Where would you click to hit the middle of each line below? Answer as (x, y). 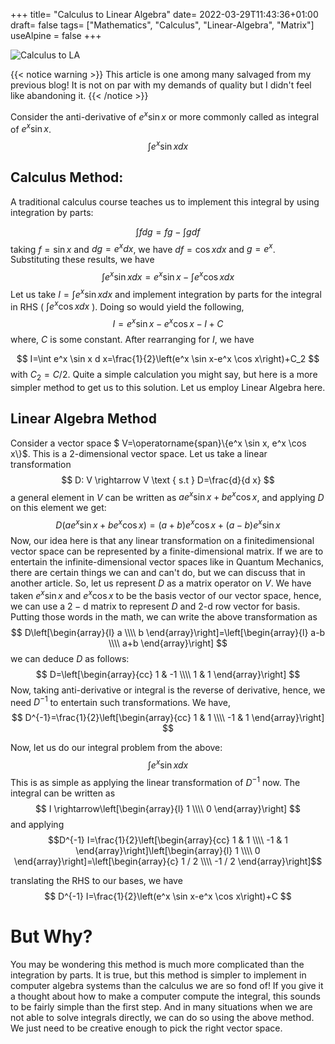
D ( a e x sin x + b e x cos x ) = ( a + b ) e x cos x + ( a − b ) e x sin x (168, 524)
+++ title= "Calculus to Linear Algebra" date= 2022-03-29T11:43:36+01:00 (164, 14)
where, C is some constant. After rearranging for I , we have (132, 340)
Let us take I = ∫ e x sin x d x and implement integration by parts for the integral (166, 293)
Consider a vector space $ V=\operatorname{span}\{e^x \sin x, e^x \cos (158, 443)
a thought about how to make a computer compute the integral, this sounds (165, 996)
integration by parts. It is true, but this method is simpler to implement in (158, 975)
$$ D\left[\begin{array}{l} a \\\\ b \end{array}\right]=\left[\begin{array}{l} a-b (168, 632)
